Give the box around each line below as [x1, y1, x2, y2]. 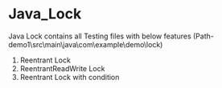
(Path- [192, 31, 215, 41]
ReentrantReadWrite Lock [19, 63, 105, 73]
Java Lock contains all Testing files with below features [8, 31, 191, 41]
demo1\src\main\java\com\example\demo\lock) [8, 39, 163, 49]
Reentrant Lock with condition [19, 72, 120, 82]
